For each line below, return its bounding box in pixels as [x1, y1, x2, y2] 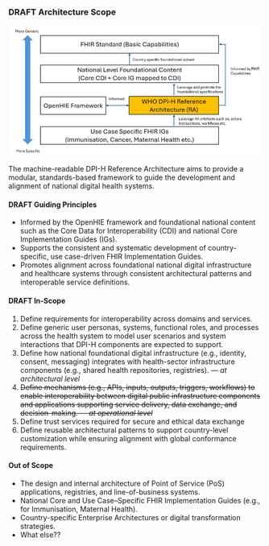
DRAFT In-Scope [8, 296, 66, 305]
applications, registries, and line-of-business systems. [19, 486, 201, 497]
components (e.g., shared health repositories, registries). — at [19, 365, 227, 374]
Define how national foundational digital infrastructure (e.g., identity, [19, 348, 247, 358]
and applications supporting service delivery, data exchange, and [19, 399, 238, 409]
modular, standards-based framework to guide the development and [8, 172, 236, 183]
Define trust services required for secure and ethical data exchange [19, 416, 245, 426]
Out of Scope [8, 461, 54, 470]
